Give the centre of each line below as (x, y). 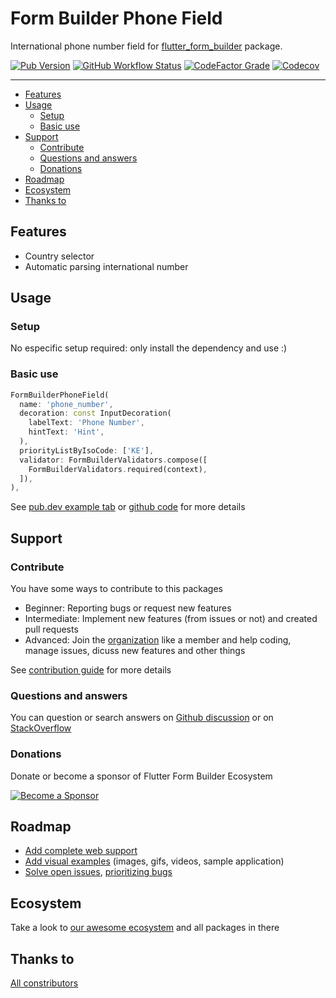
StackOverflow (41, 728)
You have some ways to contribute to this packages (116, 589)
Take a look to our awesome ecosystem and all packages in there (145, 928)
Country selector (59, 256)
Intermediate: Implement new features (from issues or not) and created (171, 619)
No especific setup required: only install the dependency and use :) (149, 348)
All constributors (44, 983)
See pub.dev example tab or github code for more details (128, 507)
